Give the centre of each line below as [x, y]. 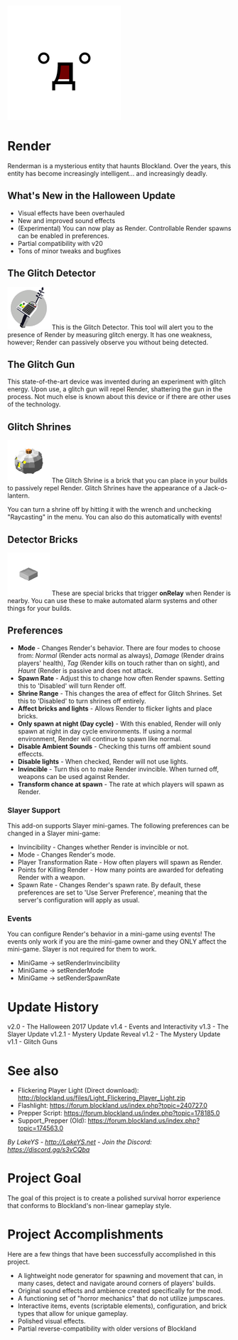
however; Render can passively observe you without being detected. [108, 342]
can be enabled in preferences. [63, 236]
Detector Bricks [43, 539]
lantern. [18, 496]
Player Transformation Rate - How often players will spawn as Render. [120, 862]
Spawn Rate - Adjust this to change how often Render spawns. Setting [121, 678]
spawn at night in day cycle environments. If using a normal [105, 731]
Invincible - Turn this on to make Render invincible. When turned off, [118, 769]
